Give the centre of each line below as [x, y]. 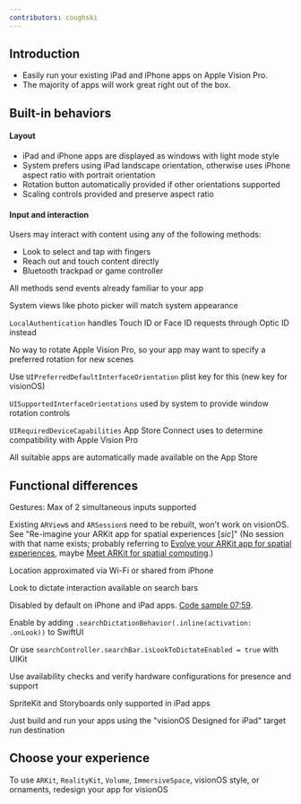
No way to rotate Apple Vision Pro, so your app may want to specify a [138, 350]
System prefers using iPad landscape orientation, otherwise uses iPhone [156, 166]
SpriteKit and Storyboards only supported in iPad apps [110, 704]
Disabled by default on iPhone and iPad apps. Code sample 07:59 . [131, 605]
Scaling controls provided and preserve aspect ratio [118, 195]
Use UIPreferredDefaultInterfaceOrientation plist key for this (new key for [149, 376]
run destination [37, 731]
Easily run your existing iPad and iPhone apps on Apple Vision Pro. [145, 75]
